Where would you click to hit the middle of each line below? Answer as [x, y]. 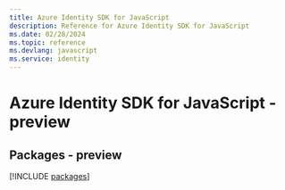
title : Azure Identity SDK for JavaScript [89, 17]
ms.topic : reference [48, 42]
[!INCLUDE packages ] [50, 176]
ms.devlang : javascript [54, 51]
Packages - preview [66, 155]
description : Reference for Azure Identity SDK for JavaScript [130, 26]
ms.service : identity [50, 59]
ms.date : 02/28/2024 [48, 34]
